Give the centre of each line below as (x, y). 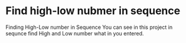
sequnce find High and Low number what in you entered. (75, 33)
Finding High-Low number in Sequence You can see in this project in (89, 27)
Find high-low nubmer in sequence (93, 11)
